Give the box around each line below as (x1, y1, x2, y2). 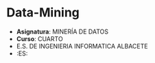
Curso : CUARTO (16, 34, 63, 42)
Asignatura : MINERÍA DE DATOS (16, 27, 109, 36)
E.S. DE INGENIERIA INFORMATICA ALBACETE (16, 42, 148, 50)
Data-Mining (6, 5, 80, 21)
